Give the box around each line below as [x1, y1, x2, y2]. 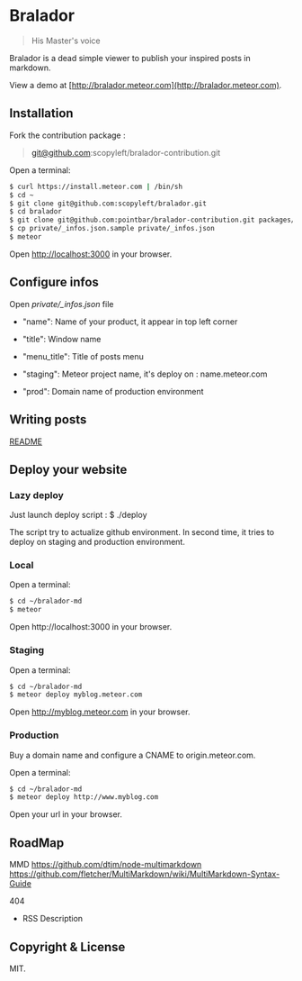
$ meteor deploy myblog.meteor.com [9, 690, 143, 699]
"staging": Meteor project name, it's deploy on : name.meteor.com [22, 368, 268, 379]
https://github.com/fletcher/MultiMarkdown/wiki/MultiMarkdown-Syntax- [9, 868, 280, 879]
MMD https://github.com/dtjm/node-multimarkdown [9, 859, 202, 870]
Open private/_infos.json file [9, 298, 114, 309]
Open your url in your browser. [9, 809, 123, 820]
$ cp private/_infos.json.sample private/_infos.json [9, 224, 216, 233]
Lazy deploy [9, 488, 65, 501]
